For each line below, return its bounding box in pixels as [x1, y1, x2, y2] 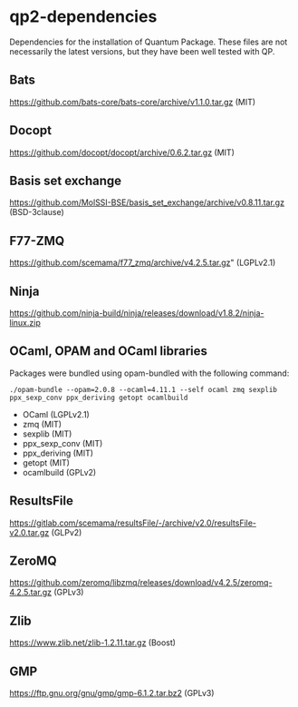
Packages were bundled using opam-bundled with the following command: [9, 368, 290, 378]
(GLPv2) [51, 526, 82, 537]
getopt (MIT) [22, 457, 71, 468]
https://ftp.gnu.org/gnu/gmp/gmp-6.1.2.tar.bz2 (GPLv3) [9, 688, 215, 699]
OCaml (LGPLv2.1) [22, 408, 91, 419]
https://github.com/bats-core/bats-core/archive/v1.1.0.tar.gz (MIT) [9, 96, 256, 107]
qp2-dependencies [9, 6, 158, 27]
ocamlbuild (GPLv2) [22, 466, 97, 477]
